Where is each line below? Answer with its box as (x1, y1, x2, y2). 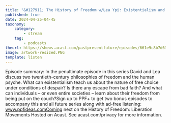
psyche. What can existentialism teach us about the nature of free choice (5, 79, 159, 85)
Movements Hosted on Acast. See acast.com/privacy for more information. (5, 112, 163, 118)
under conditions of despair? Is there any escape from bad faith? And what (5, 85, 162, 91)
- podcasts (23, 41, 47, 46)
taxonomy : (5, 21, 26, 27)
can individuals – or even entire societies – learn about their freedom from (5, 90, 160, 97)
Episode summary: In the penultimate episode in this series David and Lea (5, 69, 160, 75)
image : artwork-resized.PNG (5, 50, 65, 55)
